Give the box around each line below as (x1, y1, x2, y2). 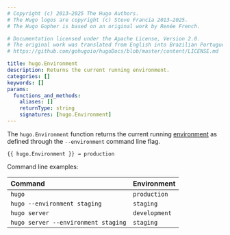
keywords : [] (7, 79, 44, 86)
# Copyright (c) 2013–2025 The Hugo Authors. (7, 10, 139, 17)
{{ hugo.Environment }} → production (7, 150, 115, 158)
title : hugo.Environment (7, 60, 78, 67)
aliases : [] (19, 99, 53, 106)
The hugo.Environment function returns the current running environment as (7, 129, 218, 138)
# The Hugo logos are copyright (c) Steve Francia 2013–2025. (7, 16, 188, 23)
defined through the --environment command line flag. (7, 137, 161, 145)
